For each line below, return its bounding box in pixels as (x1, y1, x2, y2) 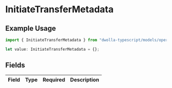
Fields (5, 61, 26, 70)
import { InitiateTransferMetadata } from (5, 37, 97, 42)
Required (42, 76, 66, 83)
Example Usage (5, 24, 56, 33)
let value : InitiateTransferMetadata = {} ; (5, 47, 100, 52)
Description (70, 76, 100, 83)
